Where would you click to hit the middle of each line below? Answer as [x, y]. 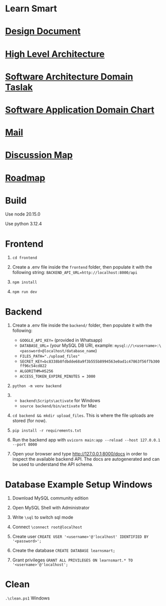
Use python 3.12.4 [24, 224]
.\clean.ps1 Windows [28, 598]
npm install [25, 282]
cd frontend [25, 258]
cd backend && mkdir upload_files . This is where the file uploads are [83, 415]
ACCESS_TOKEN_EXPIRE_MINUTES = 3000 [57, 377]
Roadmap [25, 178]
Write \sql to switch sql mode [43, 517]
